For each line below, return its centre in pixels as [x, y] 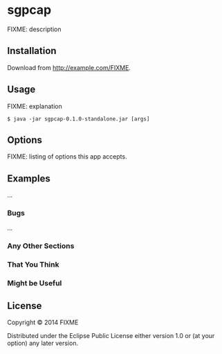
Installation [32, 51]
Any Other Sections [41, 246]
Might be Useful [35, 283]
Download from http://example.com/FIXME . [69, 67]
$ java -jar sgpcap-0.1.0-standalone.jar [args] [78, 119]
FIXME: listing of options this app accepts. [67, 157]
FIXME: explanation [35, 106]
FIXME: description [34, 29]
